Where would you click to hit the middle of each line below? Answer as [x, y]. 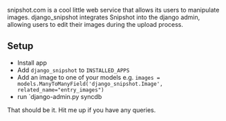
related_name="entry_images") [61, 90]
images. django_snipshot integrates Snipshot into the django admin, [104, 17]
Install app [32, 63]
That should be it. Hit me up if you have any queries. [82, 110]
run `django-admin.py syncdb [59, 96]
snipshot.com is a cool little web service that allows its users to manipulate [113, 10]
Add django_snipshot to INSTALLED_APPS [73, 70]
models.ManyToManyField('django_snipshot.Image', [90, 84]
